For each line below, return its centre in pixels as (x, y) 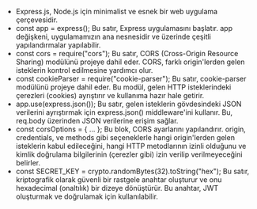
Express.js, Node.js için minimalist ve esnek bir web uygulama (117, 11)
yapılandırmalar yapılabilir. (58, 45)
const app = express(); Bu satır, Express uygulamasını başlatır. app (124, 28)
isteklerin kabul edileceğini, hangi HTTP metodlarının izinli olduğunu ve (131, 146)
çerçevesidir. (36, 20)
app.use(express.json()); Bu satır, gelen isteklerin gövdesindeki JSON (128, 104)
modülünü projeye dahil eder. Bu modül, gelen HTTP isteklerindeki (123, 87)
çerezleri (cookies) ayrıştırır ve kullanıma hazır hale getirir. (110, 95)
